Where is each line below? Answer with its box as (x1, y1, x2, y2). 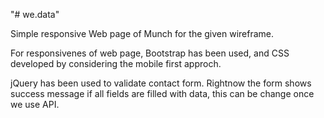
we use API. (10, 99, 60, 110)
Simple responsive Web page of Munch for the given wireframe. (10, 28, 275, 39)
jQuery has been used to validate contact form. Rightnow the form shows (10, 77, 312, 89)
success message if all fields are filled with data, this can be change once (10, 88, 315, 99)
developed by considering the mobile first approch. (10, 58, 222, 69)
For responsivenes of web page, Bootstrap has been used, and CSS (10, 47, 290, 59)
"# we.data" (10, 9, 60, 20)
